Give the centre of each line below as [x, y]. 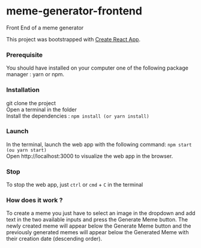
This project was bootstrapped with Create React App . [73, 39]
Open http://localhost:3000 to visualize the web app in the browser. [90, 156]
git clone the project [31, 103]
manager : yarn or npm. [35, 74]
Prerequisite [25, 55]
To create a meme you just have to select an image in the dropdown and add [101, 213]
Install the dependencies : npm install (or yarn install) [78, 116]
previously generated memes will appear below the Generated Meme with [97, 232]
